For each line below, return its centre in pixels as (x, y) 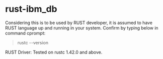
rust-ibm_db (31, 9)
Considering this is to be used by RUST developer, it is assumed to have (79, 23)
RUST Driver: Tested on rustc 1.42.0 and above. (54, 52)
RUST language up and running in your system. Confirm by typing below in (82, 28)
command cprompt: (25, 33)
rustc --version (33, 42)
